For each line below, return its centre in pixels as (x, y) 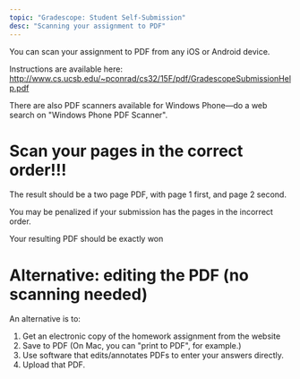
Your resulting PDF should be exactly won (86, 239)
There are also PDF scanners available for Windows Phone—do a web (138, 105)
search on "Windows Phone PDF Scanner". (89, 115)
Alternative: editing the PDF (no (129, 275)
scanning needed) (78, 294)
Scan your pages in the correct (126, 151)
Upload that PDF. (54, 365)
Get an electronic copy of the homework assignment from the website (151, 336)
